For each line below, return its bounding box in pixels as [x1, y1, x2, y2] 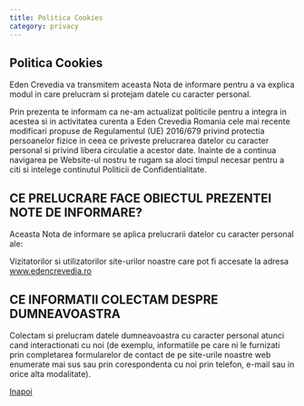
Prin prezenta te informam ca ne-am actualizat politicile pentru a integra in [9, 106, 288, 118]
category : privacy [9, 22, 79, 31]
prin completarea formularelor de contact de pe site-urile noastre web [9, 349, 271, 360]
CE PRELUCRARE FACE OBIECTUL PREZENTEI [9, 190, 272, 206]
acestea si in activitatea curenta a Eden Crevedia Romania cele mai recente [9, 116, 290, 127]
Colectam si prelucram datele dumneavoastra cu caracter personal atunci [9, 330, 285, 341]
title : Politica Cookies [9, 13, 103, 23]
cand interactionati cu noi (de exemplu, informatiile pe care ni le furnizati [9, 339, 280, 350]
